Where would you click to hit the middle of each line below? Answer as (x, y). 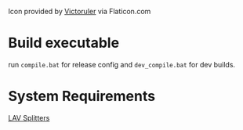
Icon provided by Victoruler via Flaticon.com (80, 11)
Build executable (64, 43)
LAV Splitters (29, 117)
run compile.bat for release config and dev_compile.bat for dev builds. (122, 64)
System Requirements (82, 96)
